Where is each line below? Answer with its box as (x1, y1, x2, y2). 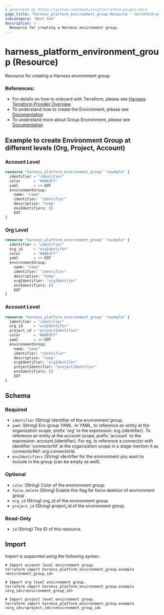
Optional (5, 471, 26, 478)
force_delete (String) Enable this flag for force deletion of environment (12, 487, 155, 493)
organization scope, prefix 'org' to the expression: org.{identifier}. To (12, 428, 151, 433)
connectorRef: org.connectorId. (12, 449, 76, 454)
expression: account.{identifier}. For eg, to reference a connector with (12, 438, 153, 444)
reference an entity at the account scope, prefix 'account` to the (12, 433, 142, 439)
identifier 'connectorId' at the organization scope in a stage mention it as (12, 443, 159, 449)
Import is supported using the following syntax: (5, 553, 100, 559)
